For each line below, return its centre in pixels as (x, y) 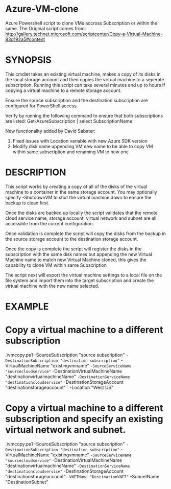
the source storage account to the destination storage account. (72, 239)
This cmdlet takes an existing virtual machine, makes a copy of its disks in (83, 74)
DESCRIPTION (36, 172)
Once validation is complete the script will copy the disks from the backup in (86, 234)
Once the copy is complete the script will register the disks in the (74, 249)
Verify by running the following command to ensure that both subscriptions (84, 115)
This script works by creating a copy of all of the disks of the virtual (76, 187)
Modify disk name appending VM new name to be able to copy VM (83, 146)
